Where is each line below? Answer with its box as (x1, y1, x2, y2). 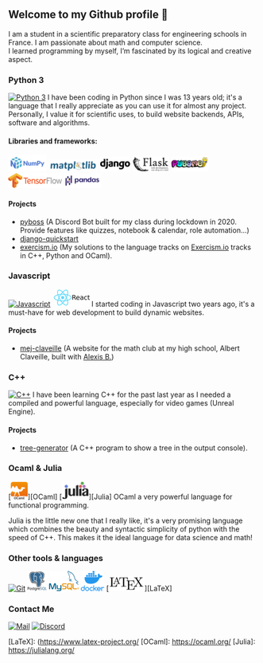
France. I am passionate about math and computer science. (8, 37, 203, 47)
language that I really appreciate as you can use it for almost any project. (8, 101, 247, 111)
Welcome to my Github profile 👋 (8, 8, 168, 22)
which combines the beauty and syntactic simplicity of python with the (8, 524, 240, 534)
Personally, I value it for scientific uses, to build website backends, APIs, (8, 109, 245, 120)
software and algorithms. (8, 118, 90, 127)
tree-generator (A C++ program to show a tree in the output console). (19, 443, 248, 453)
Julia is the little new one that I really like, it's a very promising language (8, 516, 243, 525)
